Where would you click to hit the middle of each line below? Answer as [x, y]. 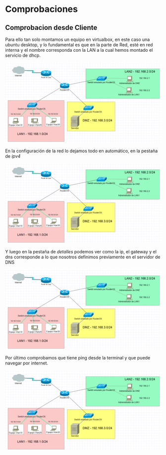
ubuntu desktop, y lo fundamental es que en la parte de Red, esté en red [79, 45]
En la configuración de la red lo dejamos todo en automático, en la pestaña [82, 151]
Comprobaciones [42, 9]
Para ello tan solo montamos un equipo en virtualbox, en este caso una [78, 39]
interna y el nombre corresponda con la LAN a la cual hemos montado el [79, 50]
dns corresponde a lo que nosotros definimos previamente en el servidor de [83, 257]
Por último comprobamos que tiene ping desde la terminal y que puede [78, 357]
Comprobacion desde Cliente [51, 28]
